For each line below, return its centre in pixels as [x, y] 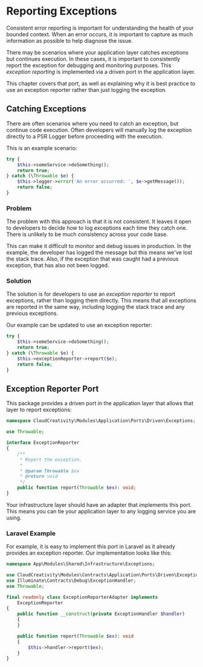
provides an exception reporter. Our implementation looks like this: [89, 553]
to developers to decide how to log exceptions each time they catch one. [97, 228]
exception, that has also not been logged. [58, 265]
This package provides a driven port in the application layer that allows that [100, 403]
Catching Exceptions [46, 109]
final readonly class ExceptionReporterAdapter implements [82, 597]
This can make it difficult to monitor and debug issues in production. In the [99, 246]
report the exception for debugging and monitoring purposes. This [89, 65]
